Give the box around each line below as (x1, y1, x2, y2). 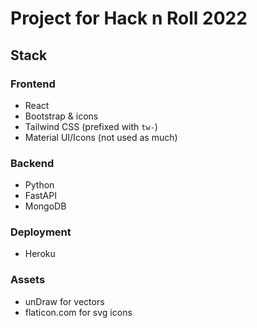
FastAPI (24, 190, 57, 202)
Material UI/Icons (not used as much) (24, 131, 178, 143)
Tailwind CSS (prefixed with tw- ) (24, 120, 158, 132)
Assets (10, 273, 46, 287)
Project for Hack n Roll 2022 (10, 7, 248, 30)
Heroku (24, 248, 56, 260)
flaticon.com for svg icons (24, 306, 133, 318)
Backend (10, 156, 55, 170)
